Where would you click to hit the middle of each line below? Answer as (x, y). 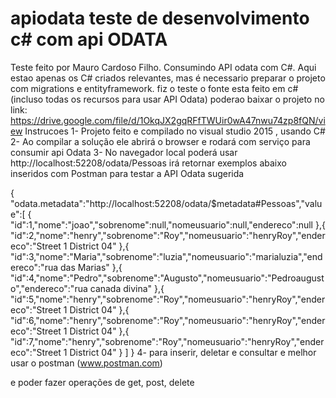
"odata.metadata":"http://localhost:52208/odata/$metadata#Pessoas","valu (166, 203)
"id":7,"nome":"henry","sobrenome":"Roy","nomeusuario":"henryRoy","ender (167, 341)
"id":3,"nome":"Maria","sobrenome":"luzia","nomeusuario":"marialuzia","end (166, 256)
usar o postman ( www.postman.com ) (86, 363)
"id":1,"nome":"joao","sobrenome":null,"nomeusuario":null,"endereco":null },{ (168, 224)
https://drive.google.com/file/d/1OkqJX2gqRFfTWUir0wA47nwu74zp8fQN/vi (168, 120)
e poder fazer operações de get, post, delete (102, 382)
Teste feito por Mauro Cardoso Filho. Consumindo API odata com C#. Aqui (163, 67)
